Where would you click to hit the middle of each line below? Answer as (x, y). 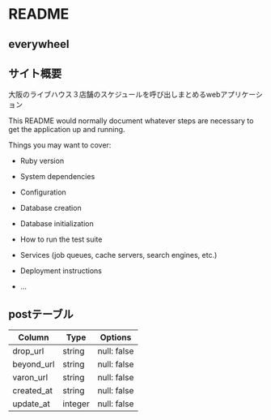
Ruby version (42, 161)
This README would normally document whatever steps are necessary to (131, 121)
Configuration (43, 192)
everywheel (39, 44)
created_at (33, 391)
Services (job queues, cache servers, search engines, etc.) (119, 255)
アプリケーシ (241, 95)
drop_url (28, 351)
